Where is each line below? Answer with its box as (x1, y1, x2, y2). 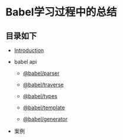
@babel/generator (22, 116, 68, 122)
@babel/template (22, 104, 66, 111)
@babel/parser (22, 70, 60, 77)
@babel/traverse (22, 81, 64, 88)
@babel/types (22, 93, 57, 99)
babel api (14, 58, 37, 65)
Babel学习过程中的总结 (5, 5, 117, 19)
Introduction (14, 47, 44, 54)
